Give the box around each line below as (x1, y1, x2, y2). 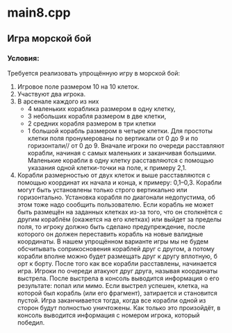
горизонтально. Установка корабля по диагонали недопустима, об (17, 193, 215, 201)
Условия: (7, 53, 40, 63)
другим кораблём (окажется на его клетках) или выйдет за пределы (17, 215, 222, 223)
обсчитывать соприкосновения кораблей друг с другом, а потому (17, 244, 215, 253)
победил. (17, 318, 45, 327)
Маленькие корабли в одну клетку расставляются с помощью (27, 156, 214, 164)
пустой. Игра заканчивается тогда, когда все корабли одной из (17, 296, 206, 305)
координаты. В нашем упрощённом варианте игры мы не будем (17, 237, 209, 246)
